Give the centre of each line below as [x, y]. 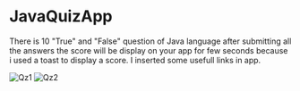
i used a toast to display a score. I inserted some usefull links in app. [135, 60]
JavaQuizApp [61, 17]
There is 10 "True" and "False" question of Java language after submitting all [150, 41]
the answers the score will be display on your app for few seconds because [149, 50]
